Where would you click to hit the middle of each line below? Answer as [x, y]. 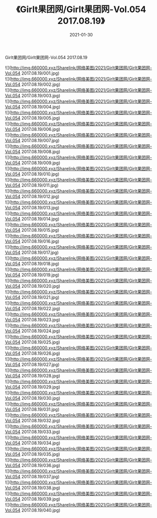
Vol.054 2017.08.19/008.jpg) [33, 151]
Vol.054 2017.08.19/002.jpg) [33, 84]
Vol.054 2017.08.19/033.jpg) [33, 432]
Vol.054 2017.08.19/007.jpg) [32, 140]
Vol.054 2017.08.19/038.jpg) [33, 487]
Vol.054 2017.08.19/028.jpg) [33, 376]
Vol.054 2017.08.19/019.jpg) [32, 275]
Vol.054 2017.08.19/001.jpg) [32, 73]
